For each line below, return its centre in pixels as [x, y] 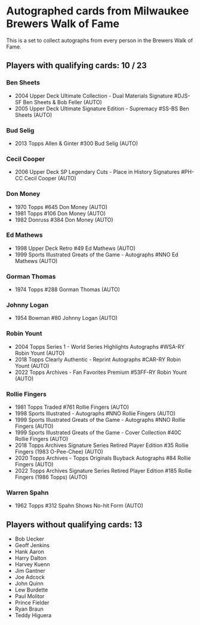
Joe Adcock [30, 577]
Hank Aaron [30, 552]
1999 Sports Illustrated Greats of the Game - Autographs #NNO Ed [96, 254]
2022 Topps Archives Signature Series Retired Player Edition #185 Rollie [103, 471]
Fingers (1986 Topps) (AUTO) [51, 477]
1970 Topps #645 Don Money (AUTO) [61, 207]
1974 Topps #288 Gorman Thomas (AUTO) [67, 289]
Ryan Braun [29, 609]
